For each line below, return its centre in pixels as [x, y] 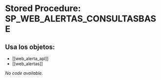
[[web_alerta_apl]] [30, 58]
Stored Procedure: [43, 8]
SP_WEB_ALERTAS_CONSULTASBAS [81, 19]
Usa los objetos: [30, 47]
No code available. [24, 73]
